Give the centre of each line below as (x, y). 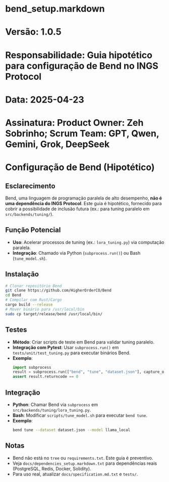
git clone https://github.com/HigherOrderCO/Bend (59, 291)
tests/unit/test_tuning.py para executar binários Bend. (71, 353)
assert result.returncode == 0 (45, 377)
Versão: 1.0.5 (33, 32)
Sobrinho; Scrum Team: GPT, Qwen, (82, 133)
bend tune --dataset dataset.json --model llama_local (71, 430)
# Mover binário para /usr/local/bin (45, 309)
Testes (16, 330)
